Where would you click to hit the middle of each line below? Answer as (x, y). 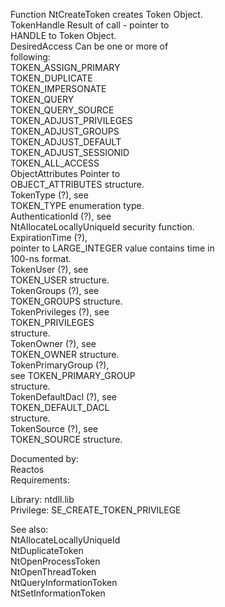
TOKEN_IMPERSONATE (58, 88)
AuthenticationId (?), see (61, 216)
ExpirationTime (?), (49, 237)
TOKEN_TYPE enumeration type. (77, 205)
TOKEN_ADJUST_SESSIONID (70, 152)
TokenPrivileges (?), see (60, 312)
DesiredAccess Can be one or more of (89, 46)
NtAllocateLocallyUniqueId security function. (102, 227)
